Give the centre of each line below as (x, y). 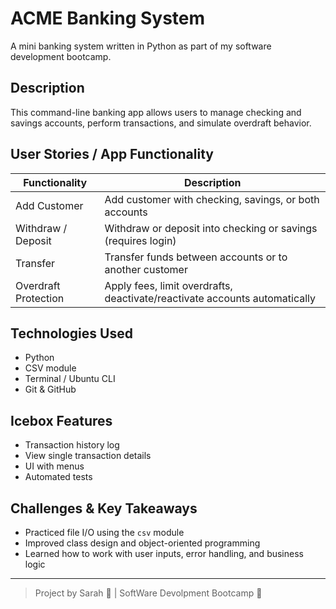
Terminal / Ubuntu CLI (70, 379)
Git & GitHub (50, 389)
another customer (146, 269)
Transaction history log (72, 445)
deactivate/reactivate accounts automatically (210, 298)
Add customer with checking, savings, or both (212, 199)
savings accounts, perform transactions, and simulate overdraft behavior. (161, 123)
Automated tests (58, 477)
